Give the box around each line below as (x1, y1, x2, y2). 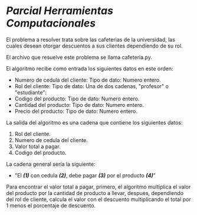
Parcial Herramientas (6, 4, 114, 18)
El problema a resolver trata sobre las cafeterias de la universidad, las (6, 36, 176, 43)
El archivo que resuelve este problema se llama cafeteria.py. (6, 53, 152, 61)
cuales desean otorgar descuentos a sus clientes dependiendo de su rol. (6, 42, 183, 49)
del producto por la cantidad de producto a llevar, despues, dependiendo (6, 189, 184, 196)
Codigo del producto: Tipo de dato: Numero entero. (14, 95, 140, 102)
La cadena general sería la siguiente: (6, 160, 96, 167)
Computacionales (6, 16, 96, 30)
